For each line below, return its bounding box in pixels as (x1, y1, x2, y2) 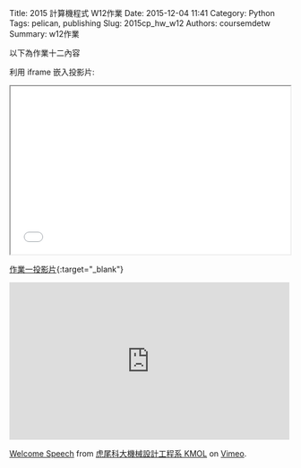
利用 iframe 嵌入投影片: (9, 66, 96, 77)
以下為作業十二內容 (9, 48, 81, 58)
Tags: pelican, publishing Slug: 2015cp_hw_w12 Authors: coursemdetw (9, 18, 271, 29)
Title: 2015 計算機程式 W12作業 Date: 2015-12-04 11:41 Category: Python (9, 8, 275, 18)
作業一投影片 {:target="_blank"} (9, 264, 124, 274)
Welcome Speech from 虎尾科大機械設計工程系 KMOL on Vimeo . (9, 448, 247, 459)
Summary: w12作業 (9, 29, 80, 39)
